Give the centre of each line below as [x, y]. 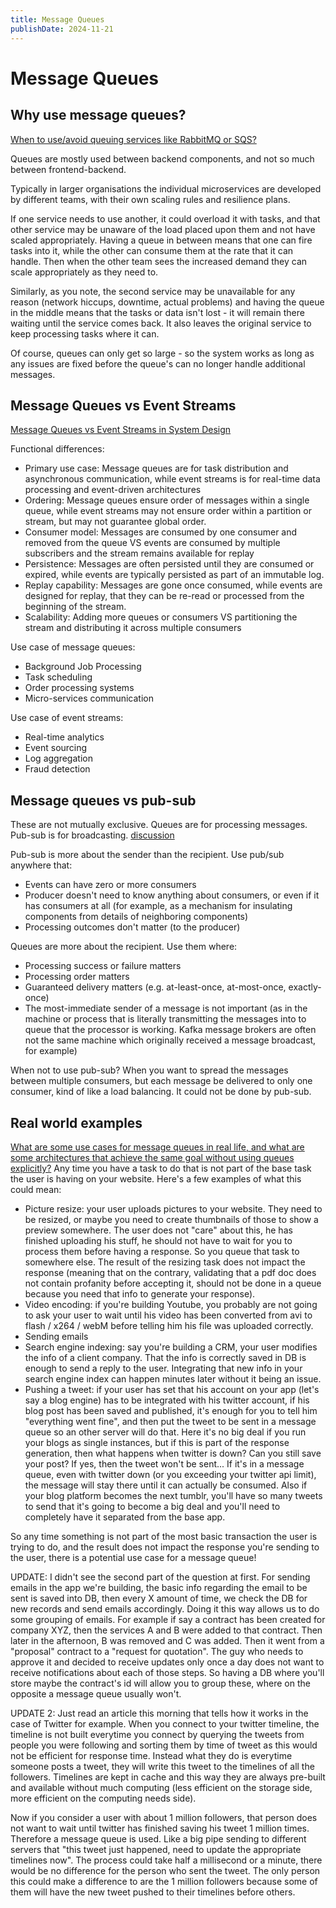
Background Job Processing [83, 667]
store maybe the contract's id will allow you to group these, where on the [160, 1683]
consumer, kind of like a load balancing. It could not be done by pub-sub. [161, 1092]
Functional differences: [57, 449]
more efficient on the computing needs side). [103, 1798]
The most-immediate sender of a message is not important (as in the [166, 1008]
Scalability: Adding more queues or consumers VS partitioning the [161, 617]
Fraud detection [57, 769]
